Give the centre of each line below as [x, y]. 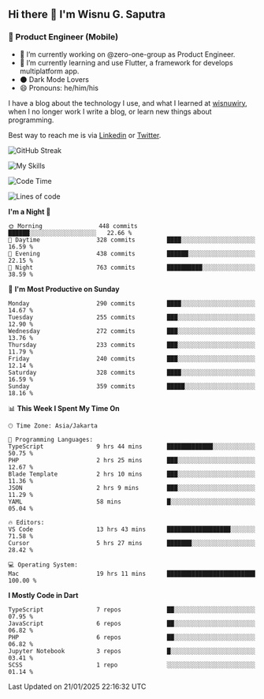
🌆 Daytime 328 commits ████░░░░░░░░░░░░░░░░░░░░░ [132, 240]
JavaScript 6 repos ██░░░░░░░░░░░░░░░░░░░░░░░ [132, 623]
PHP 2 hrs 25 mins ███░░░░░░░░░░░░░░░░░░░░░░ [132, 460]
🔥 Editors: [26, 522]
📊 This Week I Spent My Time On [64, 408]
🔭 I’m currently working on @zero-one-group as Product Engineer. [127, 54]
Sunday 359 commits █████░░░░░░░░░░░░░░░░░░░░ [132, 386]
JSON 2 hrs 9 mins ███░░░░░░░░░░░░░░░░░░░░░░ [132, 488]
